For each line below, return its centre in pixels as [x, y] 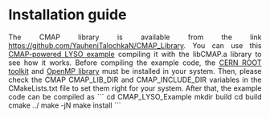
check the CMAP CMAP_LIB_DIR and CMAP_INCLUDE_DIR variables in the [135, 79]
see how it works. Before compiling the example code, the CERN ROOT [135, 63]
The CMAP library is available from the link [135, 37]
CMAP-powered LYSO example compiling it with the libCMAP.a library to [135, 54]
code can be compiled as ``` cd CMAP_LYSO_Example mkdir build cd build [135, 96]
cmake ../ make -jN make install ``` [65, 105]
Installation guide [67, 15]
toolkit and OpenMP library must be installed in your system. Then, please [135, 71]
